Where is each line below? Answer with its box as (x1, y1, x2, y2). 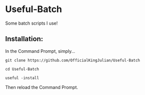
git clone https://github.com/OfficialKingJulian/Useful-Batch (5, 58, 140, 63)
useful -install (5, 75, 39, 80)
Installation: (5, 35, 44, 43)
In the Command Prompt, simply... (5, 48, 75, 54)
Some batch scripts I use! (5, 20, 58, 26)
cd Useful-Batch (5, 66, 39, 71)
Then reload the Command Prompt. (5, 84, 78, 90)
